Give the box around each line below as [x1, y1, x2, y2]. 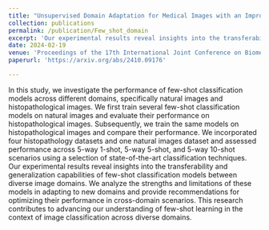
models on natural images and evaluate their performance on [8, 110, 210, 120]
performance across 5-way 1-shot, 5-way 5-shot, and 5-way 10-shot [8, 145, 235, 154]
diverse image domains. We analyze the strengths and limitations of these [8, 178, 252, 188]
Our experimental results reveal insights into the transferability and [8, 161, 228, 171]
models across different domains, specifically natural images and [8, 93, 223, 103]
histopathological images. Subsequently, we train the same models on [8, 119, 239, 129]
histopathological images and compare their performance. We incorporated [8, 127, 258, 137]
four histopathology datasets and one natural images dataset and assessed [8, 136, 257, 145]
